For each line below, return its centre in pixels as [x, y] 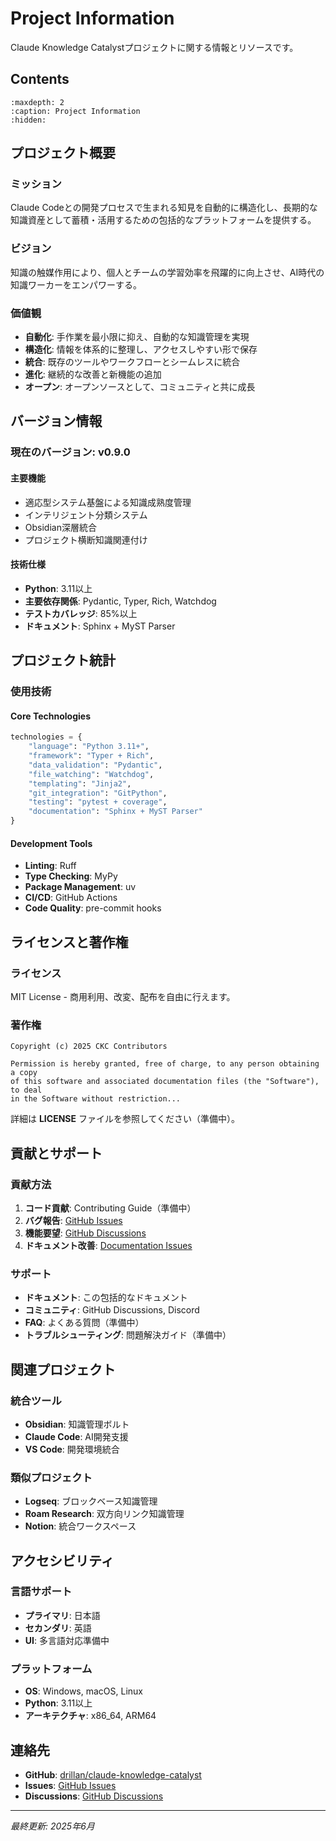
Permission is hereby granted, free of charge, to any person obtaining [165, 1064]
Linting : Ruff [50, 866]
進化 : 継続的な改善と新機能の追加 [93, 374]
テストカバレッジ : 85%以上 [81, 613]
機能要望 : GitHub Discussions [85, 1233]
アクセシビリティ [62, 1560]
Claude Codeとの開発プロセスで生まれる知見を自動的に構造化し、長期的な [164, 208]
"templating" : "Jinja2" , [80, 783]
